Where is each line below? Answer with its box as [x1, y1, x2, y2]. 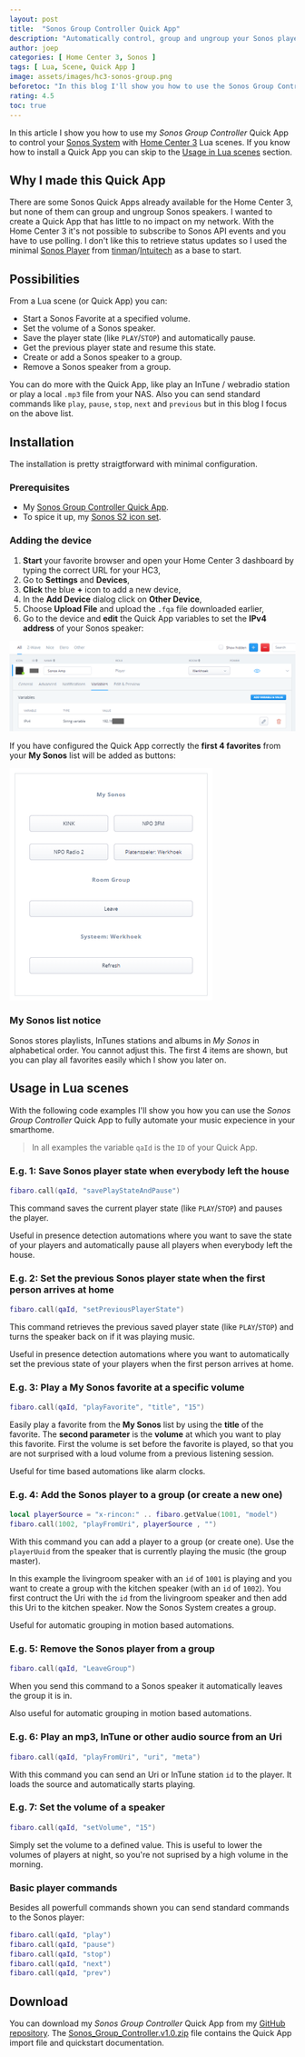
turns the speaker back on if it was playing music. [9, 1331, 195, 1342]
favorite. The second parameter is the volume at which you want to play [9, 1429, 281, 1440]
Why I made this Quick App [9, 173, 166, 188]
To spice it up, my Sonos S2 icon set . [22, 512, 162, 523]
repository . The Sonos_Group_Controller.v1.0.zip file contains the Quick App [9, 2028, 292, 2039]
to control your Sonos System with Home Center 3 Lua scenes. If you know [9, 136, 290, 147]
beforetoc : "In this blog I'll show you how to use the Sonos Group [9, 82, 274, 91]
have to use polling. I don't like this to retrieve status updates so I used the [9, 235, 288, 246]
